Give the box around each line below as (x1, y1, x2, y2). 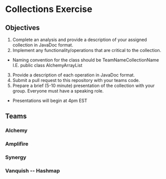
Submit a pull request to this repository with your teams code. (12, 77, 140, 83)
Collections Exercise (5, 3, 93, 15)
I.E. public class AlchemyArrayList (12, 62, 83, 68)
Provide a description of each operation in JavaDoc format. (12, 72, 135, 78)
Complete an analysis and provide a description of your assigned (12, 36, 147, 42)
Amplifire (5, 140, 29, 147)
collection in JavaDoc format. (12, 42, 74, 48)
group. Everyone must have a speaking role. (12, 88, 104, 93)
